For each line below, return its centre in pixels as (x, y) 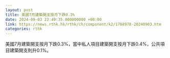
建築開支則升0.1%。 (30, 50)
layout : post (19, 10)
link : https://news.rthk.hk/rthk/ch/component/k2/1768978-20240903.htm (83, 24)
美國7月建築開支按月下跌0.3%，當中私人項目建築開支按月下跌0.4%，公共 (83, 44)
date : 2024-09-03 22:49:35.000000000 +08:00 (54, 19)
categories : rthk (24, 29)
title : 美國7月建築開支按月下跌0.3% (40, 15)
